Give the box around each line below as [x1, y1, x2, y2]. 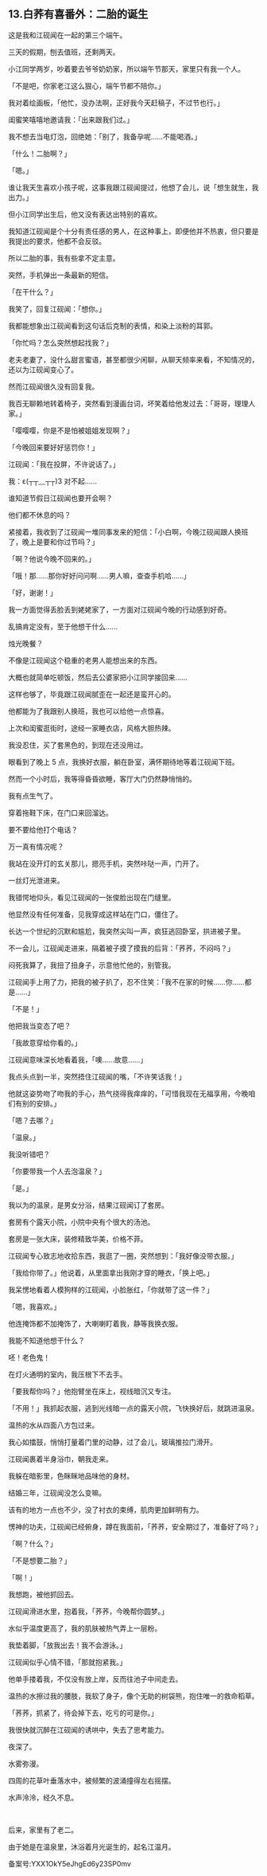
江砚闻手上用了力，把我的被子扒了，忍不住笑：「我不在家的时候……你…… [8, 977, 245, 986]
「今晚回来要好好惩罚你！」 [8, 442, 99, 452]
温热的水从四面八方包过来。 [8, 1420, 99, 1430]
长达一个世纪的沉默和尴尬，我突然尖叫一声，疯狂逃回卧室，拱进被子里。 [8, 926, 245, 936]
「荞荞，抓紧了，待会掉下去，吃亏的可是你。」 [8, 1708, 158, 1717]
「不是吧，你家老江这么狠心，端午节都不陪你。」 [8, 80, 165, 90]
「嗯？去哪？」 [8, 1115, 57, 1125]
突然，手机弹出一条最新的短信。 [8, 270, 113, 280]
